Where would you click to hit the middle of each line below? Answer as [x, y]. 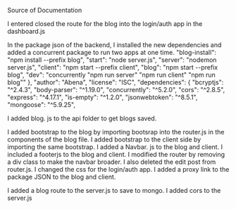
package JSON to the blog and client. [62, 177]
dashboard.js [26, 31]
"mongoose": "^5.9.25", [42, 104]
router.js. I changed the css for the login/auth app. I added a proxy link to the [118, 169]
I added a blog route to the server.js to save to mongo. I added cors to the [114, 190]
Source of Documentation [45, 10]
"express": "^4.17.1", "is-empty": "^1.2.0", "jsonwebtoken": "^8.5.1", [103, 97]
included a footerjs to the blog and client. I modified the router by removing [116, 154]
